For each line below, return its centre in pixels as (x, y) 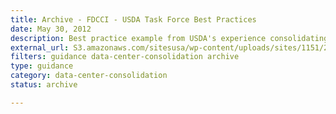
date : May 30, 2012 (51, 29)
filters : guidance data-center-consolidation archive (125, 57)
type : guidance (42, 66)
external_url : (40, 47)
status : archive (44, 85)
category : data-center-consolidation (89, 76)
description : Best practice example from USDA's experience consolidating (169, 38)
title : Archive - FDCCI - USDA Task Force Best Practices (133, 19)
